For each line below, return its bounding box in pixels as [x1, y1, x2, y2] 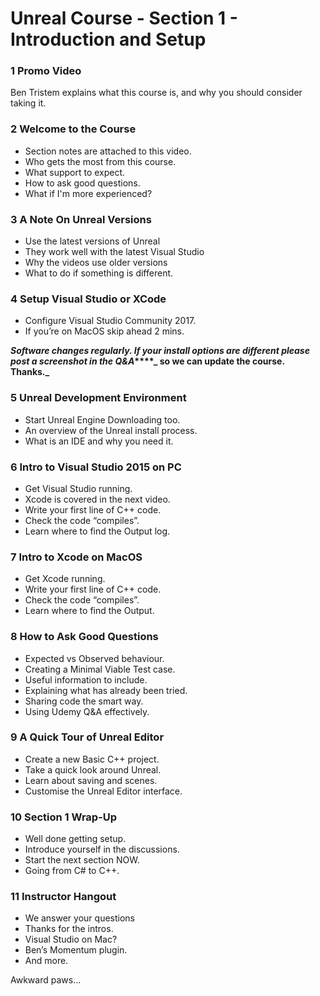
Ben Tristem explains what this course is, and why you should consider [10, 87, 303, 99]
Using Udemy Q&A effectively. [24, 705, 150, 717]
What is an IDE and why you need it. [24, 435, 174, 447]
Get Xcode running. [24, 573, 106, 585]
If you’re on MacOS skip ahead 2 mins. [24, 325, 185, 337]
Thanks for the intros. [24, 923, 114, 935]
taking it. [10, 97, 47, 109]
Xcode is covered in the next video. [24, 493, 171, 505]
